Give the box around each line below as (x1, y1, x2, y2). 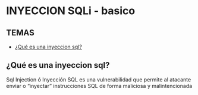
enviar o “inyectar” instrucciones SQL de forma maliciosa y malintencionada (6, 82, 193, 89)
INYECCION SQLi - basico (6, 4, 136, 18)
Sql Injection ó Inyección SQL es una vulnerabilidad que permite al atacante (6, 76, 191, 83)
